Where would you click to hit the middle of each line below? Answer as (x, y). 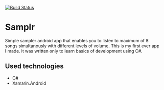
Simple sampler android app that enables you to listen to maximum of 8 (77, 40)
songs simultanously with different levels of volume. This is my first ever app (82, 46)
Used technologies (35, 66)
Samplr (20, 27)
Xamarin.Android (29, 83)
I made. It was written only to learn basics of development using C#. (74, 51)
